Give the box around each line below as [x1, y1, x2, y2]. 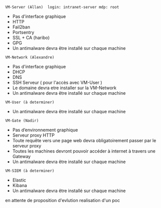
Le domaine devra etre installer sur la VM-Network [12, 85, 117, 91]
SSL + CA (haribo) [12, 35, 50, 40]
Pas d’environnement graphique [12, 127, 78, 133]
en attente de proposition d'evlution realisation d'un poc [5, 198, 120, 203]
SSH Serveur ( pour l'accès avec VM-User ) [12, 80, 102, 85]
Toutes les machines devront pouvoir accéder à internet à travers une [12, 148, 156, 154]
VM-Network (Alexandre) [5, 55, 55, 60]
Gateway [12, 154, 31, 159]
